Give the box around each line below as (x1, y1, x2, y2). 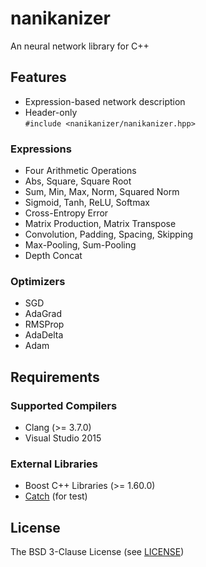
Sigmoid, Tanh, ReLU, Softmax (24, 197, 150, 209)
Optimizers (10, 274, 66, 288)
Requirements (10, 368, 100, 386)
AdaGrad (24, 308, 63, 320)
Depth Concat (24, 250, 83, 262)
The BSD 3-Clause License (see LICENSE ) (10, 546, 185, 558)
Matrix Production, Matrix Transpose (24, 218, 177, 230)
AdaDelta (24, 329, 64, 341)
